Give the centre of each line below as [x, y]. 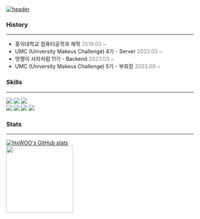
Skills [14, 82]
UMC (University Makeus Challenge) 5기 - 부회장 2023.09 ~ [87, 66]
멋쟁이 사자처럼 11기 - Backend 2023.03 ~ [65, 59]
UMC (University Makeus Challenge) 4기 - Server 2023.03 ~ [88, 51]
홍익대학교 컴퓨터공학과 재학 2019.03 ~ [60, 44]
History [17, 24]
